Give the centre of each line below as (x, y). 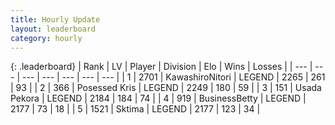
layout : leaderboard (53, 29)
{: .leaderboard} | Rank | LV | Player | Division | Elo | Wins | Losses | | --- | (161, 67)
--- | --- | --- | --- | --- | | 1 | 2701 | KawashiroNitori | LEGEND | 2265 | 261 (173, 77)
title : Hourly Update (55, 19)
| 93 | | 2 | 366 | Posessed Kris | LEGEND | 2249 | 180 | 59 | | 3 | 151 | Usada (166, 88)
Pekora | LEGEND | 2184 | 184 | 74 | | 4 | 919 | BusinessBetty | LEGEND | (158, 98)
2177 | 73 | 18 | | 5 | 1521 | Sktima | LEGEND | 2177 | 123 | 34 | (135, 109)
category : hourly (46, 38)
